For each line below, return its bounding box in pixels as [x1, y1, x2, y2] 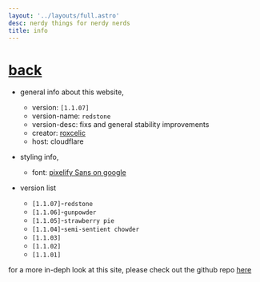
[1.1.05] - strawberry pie [31, 216, 114, 225]
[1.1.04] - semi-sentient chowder [31, 224, 140, 234]
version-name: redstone [31, 111, 111, 121]
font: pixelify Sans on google [31, 168, 126, 177]
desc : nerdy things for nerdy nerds [8, 19, 130, 27]
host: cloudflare [31, 137, 84, 146]
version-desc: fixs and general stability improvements [31, 120, 210, 129]
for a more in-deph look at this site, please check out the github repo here [8, 265, 252, 275]
